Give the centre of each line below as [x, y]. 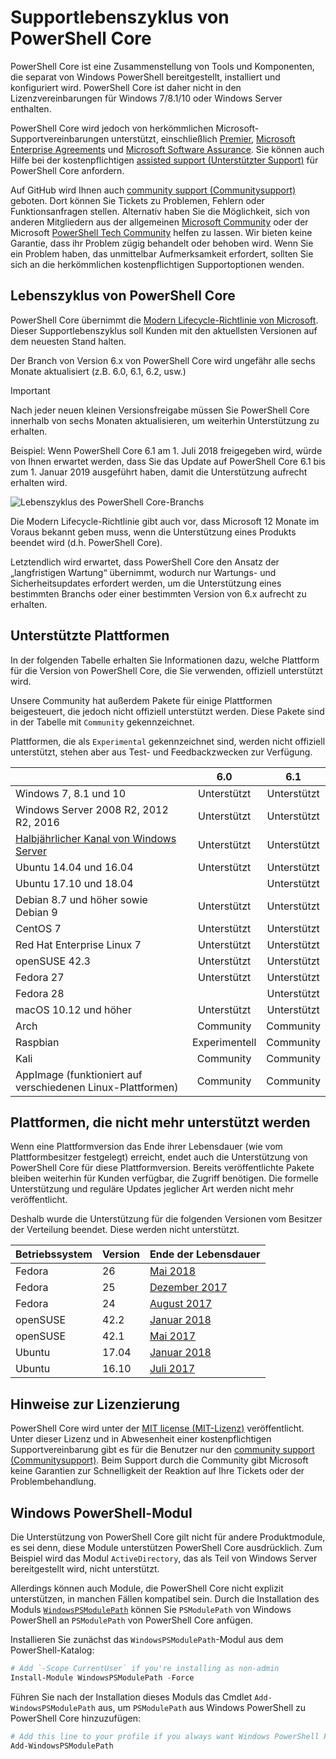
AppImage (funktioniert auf [79, 1074]
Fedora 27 [40, 977]
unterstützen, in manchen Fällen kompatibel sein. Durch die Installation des [165, 1599]
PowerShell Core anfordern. [67, 170]
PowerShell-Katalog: [52, 1650]
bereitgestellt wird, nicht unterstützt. [85, 1569]
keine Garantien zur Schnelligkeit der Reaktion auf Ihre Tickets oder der [157, 1471]
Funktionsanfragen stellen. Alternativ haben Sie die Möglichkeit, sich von [160, 211]
